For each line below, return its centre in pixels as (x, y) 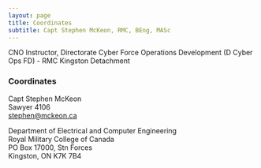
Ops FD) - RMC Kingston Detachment (69, 61)
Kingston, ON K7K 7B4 (45, 155)
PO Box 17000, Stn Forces (50, 147)
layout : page (30, 15)
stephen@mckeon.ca (43, 115)
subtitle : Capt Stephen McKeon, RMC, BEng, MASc (89, 30)
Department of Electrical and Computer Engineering (93, 130)
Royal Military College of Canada (61, 139)
